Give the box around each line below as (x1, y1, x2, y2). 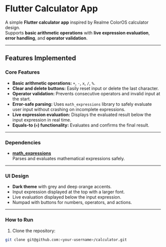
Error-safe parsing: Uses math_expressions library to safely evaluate (12, 101, 152, 107)
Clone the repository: (12, 228, 56, 234)
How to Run (5, 216, 34, 223)
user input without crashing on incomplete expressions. (12, 106, 125, 112)
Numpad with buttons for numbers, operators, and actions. (12, 200, 132, 206)
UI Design (5, 172, 29, 179)
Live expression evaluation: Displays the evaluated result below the (12, 112, 152, 118)
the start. (12, 96, 31, 102)
